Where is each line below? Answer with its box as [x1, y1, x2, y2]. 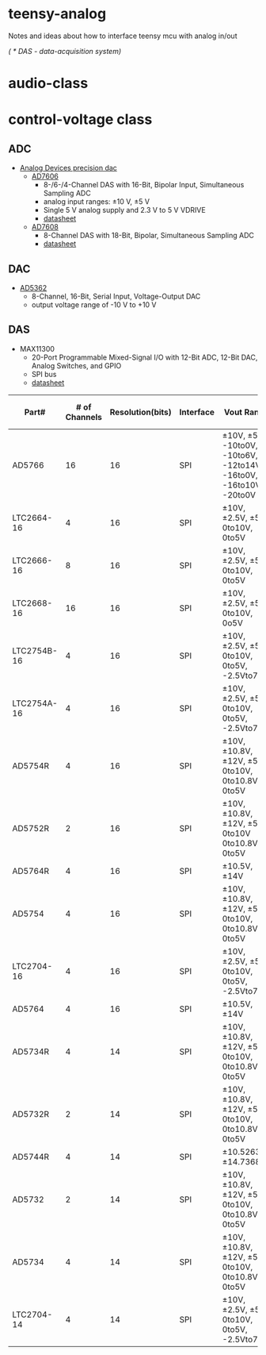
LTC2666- [12, 555, 53, 566]
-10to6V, [222, 449, 259, 460]
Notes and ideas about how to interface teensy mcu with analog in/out [8, 31, 237, 40]
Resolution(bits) [109, 406, 172, 418]
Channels [65, 411, 103, 422]
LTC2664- [12, 512, 53, 523]
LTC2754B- [12, 645, 58, 656]
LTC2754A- [12, 698, 58, 709]
